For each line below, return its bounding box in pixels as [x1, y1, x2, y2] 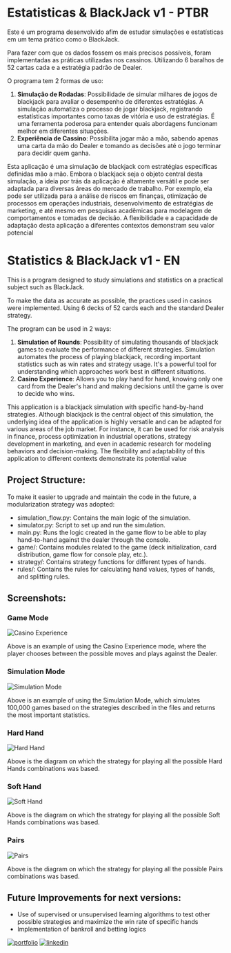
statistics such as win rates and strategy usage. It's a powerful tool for [17, 360, 217, 368]
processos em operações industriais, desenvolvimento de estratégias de [7, 199, 214, 207]
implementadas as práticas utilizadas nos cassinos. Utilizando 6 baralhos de [7, 55, 224, 64]
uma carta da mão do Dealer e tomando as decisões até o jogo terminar [17, 141, 222, 149]
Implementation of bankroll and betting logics [17, 925, 146, 934]
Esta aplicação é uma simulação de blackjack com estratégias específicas [7, 162, 218, 170]
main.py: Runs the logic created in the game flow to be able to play [17, 528, 207, 536]
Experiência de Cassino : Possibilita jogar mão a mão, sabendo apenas [17, 134, 219, 143]
